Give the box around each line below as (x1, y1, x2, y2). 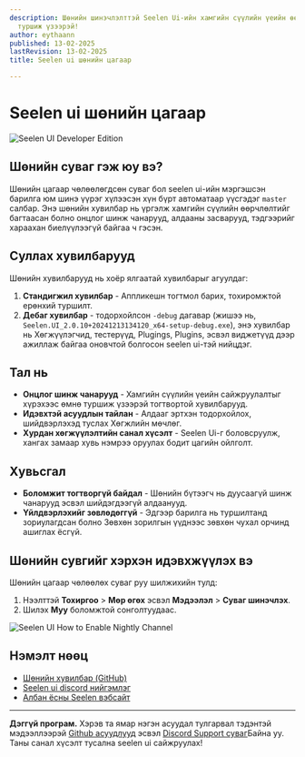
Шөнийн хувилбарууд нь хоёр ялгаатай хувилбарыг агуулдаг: (9, 272, 249, 283)
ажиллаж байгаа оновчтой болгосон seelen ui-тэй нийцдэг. (22, 338, 252, 349)
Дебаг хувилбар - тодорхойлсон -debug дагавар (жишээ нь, (22, 309, 257, 320)
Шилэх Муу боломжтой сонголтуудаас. (22, 604, 177, 615)
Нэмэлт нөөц (9, 648, 89, 664)
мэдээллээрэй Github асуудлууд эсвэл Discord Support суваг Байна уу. (9, 727, 284, 738)
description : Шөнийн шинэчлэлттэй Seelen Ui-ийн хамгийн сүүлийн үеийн (9, 13, 286, 23)
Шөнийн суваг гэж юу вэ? (9, 159, 163, 175)
